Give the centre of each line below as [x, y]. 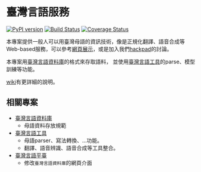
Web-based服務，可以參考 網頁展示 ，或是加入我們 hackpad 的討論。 [89, 49]
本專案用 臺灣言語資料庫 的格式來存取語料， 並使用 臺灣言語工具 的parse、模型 [101, 62]
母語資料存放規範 [45, 125]
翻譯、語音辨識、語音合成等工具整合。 [71, 148]
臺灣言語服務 [38, 12]
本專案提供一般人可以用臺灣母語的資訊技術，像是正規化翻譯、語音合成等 [95, 41]
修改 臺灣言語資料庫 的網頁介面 [58, 162]
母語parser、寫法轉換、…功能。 [63, 140]
